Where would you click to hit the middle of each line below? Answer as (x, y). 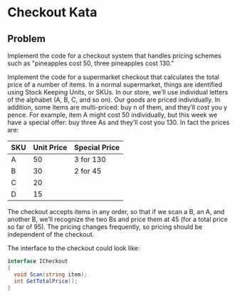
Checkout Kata (52, 12)
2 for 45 (88, 171)
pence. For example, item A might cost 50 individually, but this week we (112, 115)
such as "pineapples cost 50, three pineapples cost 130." (91, 63)
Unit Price (50, 148)
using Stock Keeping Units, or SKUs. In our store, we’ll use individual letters (118, 92)
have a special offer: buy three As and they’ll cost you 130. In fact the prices (118, 122)
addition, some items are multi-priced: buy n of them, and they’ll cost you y (117, 107)
